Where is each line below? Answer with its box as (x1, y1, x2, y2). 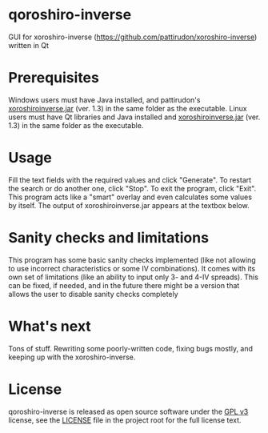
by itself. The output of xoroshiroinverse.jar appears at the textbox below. (8, 200, 250, 210)
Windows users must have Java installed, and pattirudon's (8, 94, 201, 105)
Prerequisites (8, 69, 100, 87)
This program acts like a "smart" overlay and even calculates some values (8, 192, 252, 202)
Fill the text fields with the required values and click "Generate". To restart (8, 174, 252, 185)
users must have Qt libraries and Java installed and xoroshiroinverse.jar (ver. (8, 112, 261, 122)
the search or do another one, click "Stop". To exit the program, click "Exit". (8, 183, 257, 193)
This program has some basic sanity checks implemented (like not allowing (8, 255, 256, 265)
